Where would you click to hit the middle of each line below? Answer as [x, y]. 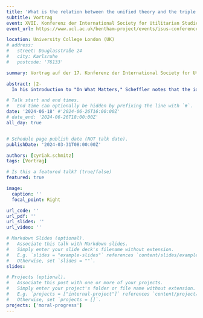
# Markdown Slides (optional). [46, 238]
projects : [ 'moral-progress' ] [44, 305]
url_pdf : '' [21, 216]
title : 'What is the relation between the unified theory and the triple [101, 12]
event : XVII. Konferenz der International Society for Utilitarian [93, 23]
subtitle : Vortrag [29, 17]
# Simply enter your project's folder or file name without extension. [101, 288]
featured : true [25, 178]
